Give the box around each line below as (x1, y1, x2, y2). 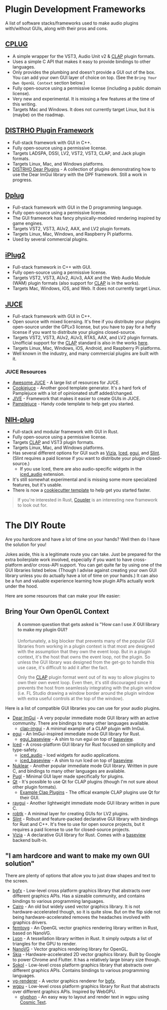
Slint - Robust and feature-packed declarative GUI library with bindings (12, 816, 159, 822)
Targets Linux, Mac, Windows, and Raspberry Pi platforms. (12, 231, 133, 237)
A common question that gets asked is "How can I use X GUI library (17, 622, 160, 628)
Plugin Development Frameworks (5, 4, 146, 15)
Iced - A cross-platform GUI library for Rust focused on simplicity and (12, 741, 156, 747)
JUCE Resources (5, 368, 46, 375)
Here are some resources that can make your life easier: (5, 593, 121, 599)
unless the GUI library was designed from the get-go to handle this (17, 659, 155, 665)
